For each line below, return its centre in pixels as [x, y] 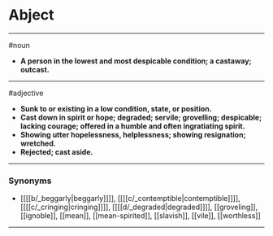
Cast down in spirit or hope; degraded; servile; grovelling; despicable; [141, 117]
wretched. [38, 143]
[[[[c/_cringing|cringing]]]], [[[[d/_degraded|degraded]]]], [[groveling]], [139, 207]
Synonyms [30, 181]
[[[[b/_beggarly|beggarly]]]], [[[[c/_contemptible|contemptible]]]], [130, 199]
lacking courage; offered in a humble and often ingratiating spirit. [132, 126]
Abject [31, 15]
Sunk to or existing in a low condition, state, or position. [116, 108]
